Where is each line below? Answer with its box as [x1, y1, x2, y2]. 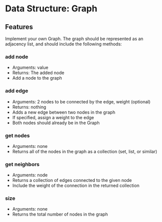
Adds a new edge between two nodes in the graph [12, 109, 116, 115]
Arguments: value [12, 65, 48, 71]
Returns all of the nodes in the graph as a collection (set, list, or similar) [12, 148, 158, 154]
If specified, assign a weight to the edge [12, 114, 94, 120]
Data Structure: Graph [5, 3, 98, 14]
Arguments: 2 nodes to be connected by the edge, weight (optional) [12, 98, 151, 104]
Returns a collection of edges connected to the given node [12, 178, 132, 183]
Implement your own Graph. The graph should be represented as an [5, 36, 144, 42]
